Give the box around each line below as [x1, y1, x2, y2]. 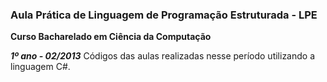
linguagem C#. [10, 61, 71, 73]
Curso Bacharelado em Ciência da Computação [10, 31, 212, 43]
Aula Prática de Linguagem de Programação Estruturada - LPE [10, 8, 318, 22]
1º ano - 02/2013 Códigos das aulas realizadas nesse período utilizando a [10, 50, 316, 62]
